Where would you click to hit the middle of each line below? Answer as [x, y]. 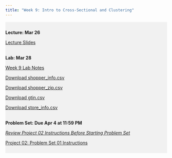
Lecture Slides [21, 42]
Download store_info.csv [32, 107]
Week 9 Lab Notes [25, 68]
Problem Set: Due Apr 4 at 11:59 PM [44, 123]
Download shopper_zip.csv [34, 87]
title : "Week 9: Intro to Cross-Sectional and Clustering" [70, 10]
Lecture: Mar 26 [23, 32]
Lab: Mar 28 [18, 57]
